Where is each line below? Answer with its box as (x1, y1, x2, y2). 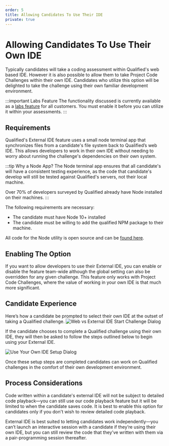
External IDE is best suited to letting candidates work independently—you (5, 418, 158, 425)
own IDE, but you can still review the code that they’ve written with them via (5, 429, 163, 435)
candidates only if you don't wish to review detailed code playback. (5, 408, 146, 414)
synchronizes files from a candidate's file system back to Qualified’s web (5, 142, 157, 148)
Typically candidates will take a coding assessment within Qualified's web (5, 67, 159, 73)
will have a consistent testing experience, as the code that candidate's (5, 168, 152, 174)
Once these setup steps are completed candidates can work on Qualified (5, 359, 158, 365)
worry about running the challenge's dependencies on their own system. (5, 153, 157, 159)
